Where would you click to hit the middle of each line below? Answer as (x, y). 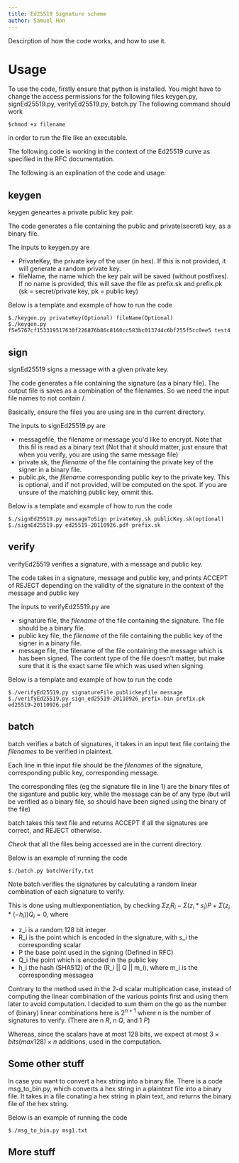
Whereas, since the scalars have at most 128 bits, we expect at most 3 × (113, 1034)
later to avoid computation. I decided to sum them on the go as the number (117, 1004)
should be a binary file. (52, 628)
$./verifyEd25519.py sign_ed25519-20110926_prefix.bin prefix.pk (106, 699)
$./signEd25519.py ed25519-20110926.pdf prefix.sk (84, 525)
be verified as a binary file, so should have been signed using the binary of (117, 801)
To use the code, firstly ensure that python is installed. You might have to (115, 89)
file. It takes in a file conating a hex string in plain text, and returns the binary (120, 1096)
